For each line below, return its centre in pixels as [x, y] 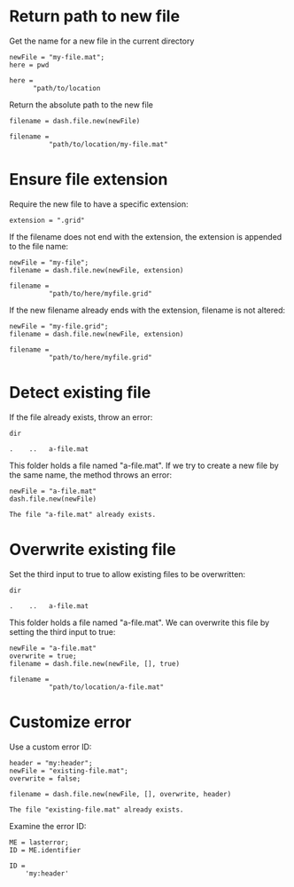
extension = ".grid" [47, 220]
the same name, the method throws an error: [91, 475]
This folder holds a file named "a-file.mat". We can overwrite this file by [139, 622]
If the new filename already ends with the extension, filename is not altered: [147, 310]
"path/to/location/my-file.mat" [108, 144]
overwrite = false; [45, 779]
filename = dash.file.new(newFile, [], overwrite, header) [120, 794]
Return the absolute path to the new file [81, 105]
